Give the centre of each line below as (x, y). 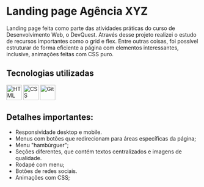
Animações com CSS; (42, 177)
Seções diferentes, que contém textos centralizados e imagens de (98, 152)
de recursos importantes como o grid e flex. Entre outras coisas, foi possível (102, 41)
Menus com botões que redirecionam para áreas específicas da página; (106, 138)
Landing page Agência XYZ (77, 11)
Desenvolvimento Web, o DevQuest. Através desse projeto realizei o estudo (101, 34)
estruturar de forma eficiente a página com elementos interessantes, (93, 48)
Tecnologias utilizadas (50, 74)
